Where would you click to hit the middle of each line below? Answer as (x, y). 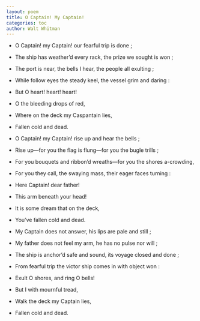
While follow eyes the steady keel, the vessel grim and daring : (92, 80)
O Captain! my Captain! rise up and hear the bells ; (77, 139)
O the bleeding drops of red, (50, 104)
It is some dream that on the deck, (57, 208)
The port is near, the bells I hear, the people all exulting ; (84, 69)
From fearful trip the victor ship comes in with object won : (87, 266)
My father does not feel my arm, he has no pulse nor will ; (86, 243)
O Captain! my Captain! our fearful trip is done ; (74, 46)
